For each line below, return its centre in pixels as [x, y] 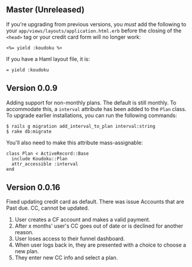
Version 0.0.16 [33, 188]
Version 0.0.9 [32, 88]
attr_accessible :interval [45, 164]
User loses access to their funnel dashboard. [70, 239]
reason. [24, 232]
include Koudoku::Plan [40, 159]
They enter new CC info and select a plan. [66, 258]
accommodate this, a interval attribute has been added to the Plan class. [96, 109]
